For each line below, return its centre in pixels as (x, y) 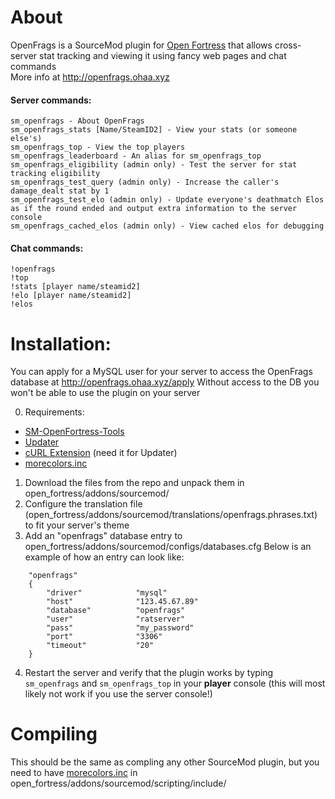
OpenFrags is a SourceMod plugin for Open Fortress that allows (141, 45)
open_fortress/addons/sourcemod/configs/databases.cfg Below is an (168, 547)
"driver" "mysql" (107, 593)
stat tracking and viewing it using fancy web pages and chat (163, 55)
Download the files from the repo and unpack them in (134, 483)
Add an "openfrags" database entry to (103, 536)
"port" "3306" (104, 637)
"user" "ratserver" (116, 619)
